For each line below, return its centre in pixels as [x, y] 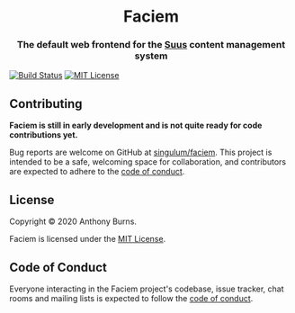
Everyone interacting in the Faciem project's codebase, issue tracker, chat [147, 289]
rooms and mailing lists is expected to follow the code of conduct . [131, 298]
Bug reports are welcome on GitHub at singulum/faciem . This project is [141, 152]
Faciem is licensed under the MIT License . [88, 239]
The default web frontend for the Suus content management [151, 45]
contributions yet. [44, 135]
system [151, 56]
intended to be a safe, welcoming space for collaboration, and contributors [147, 162]
